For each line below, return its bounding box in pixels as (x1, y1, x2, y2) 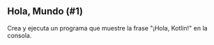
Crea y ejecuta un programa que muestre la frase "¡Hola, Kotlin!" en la (7, 24, 208, 32)
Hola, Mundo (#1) (7, 6, 84, 17)
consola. (7, 31, 32, 39)
